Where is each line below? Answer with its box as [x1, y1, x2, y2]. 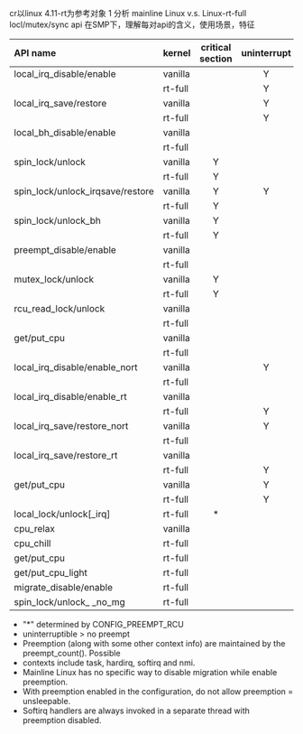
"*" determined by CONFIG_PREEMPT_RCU [22, 619, 185, 629]
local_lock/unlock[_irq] [14, 508, 111, 520]
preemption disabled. [22, 715, 102, 725]
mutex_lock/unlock [14, 274, 95, 285]
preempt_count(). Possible [22, 648, 121, 658]
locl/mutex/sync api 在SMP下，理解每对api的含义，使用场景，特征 [9, 19, 255, 30]
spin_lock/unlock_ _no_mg [14, 596, 126, 608]
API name [14, 47, 57, 59]
